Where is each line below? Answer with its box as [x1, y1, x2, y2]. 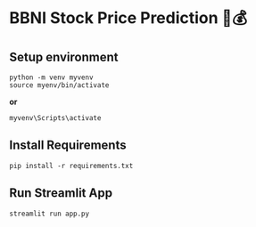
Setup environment [9, 49, 119, 64]
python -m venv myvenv [9, 73, 94, 82]
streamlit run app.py [9, 209, 90, 218]
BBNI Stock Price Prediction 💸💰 [9, 8, 248, 28]
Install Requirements [9, 138, 127, 153]
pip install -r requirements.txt [9, 161, 134, 170]
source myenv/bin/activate [9, 81, 110, 90]
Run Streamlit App [9, 185, 113, 201]
